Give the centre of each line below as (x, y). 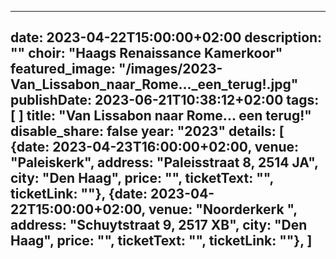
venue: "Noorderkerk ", (223, 209)
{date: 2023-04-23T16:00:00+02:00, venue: (155, 147)
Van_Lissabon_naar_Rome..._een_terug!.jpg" (154, 84)
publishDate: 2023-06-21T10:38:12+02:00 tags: (165, 100)
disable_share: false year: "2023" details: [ (147, 131)
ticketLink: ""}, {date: (79, 194)
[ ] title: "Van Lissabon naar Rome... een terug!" (161, 116)
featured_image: (63, 69)
